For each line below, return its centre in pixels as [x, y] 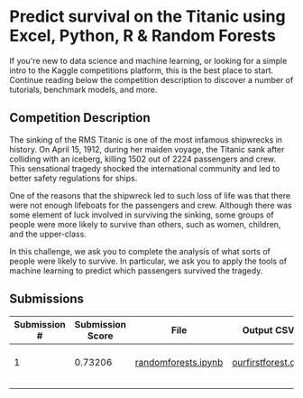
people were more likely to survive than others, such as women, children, [145, 224]
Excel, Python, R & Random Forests [143, 36]
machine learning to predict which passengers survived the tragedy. [136, 270]
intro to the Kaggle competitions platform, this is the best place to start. [142, 70]
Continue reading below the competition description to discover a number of [151, 79]
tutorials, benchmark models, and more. [83, 89]
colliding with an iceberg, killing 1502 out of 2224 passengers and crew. [143, 159]
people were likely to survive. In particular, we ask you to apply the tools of [148, 261]
